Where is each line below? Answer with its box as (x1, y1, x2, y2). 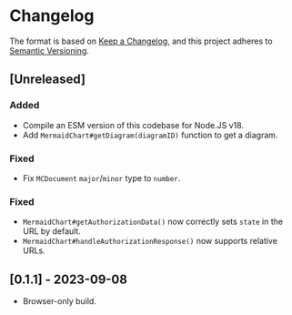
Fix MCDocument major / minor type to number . (22, 172, 181, 183)
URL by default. (22, 226, 82, 237)
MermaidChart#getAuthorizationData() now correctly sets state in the (22, 216, 284, 228)
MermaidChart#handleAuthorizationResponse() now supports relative (22, 236, 277, 247)
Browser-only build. (22, 296, 97, 307)
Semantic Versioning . (9, 45, 89, 56)
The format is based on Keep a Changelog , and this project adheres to (9, 36, 273, 46)
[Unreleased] (9, 72, 86, 87)
